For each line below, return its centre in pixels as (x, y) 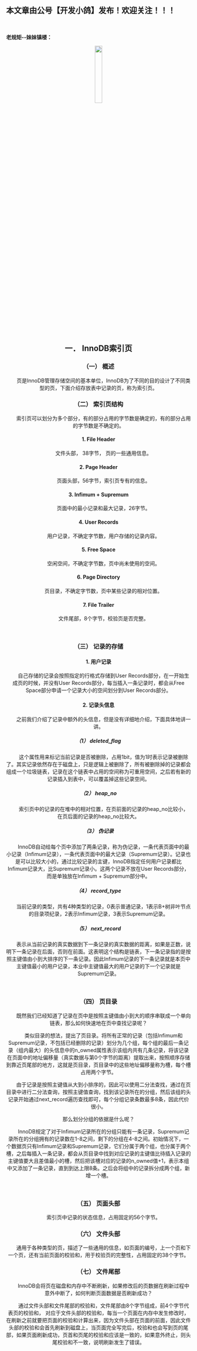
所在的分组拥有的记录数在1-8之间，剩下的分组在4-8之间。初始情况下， (98, 1139)
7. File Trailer (98, 605)
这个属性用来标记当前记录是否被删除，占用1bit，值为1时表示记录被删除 (103, 757)
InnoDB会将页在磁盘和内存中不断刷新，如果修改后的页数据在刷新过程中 (103, 1285)
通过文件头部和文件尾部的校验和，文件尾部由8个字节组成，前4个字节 (101, 1305)
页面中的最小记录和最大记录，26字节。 (103, 508)
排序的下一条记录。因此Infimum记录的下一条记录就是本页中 (119, 959)
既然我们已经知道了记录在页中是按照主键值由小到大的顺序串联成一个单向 (103, 1016)
